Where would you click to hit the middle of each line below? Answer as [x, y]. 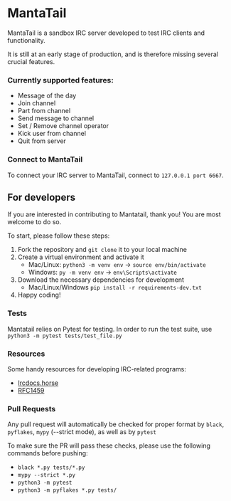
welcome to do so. [34, 222]
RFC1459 [31, 390]
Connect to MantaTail [45, 159]
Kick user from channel [52, 134]
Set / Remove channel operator [63, 126]
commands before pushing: [48, 453]
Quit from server [42, 141]
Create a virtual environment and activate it [81, 257]
